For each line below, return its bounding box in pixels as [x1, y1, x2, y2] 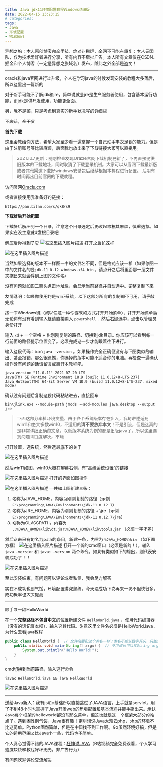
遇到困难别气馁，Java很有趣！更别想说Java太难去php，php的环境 [17, 718, 150, 724]
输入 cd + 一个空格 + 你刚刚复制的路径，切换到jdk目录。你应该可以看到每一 [5, 332, 155, 338]
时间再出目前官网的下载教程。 [16, 174, 77, 179]
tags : [5, 20, 16, 26]
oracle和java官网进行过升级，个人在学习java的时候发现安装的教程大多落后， [5, 75, 157, 81]
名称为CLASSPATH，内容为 [12, 520, 67, 525]
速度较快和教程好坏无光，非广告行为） [5, 747, 81, 752]
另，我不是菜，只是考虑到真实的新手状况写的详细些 [5, 108, 107, 114]
